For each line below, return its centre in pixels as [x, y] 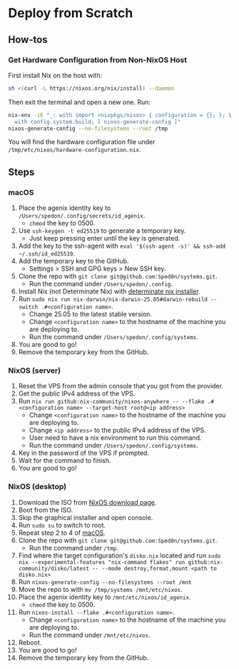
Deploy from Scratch [71, 13]
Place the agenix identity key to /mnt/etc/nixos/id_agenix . [105, 597]
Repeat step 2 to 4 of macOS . [62, 533]
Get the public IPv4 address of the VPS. [77, 393]
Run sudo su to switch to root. [62, 525]
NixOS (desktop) [37, 487]
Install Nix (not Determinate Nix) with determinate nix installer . [109, 291]
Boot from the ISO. [46, 510]
